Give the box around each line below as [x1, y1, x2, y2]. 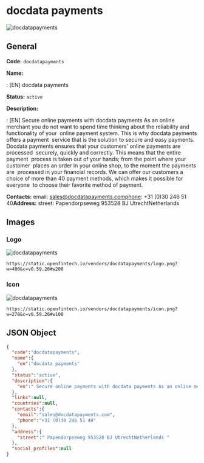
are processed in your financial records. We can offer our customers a [6, 168, 183, 175]
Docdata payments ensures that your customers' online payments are [6, 142, 181, 150]
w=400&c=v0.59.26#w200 [6, 266, 64, 273]
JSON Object [6, 328, 56, 338]
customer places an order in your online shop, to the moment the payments [6, 162, 196, 169]
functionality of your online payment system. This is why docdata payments [6, 129, 197, 137]
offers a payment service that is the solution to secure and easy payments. [6, 136, 195, 143]
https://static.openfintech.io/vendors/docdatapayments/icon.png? [6, 305, 178, 312]
